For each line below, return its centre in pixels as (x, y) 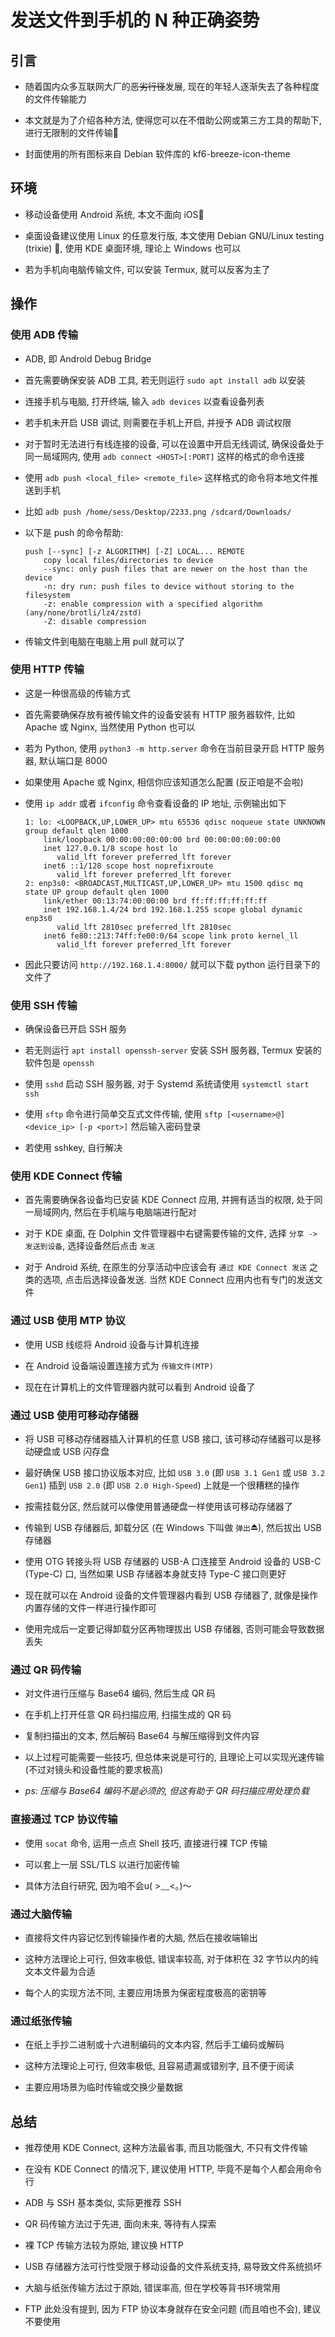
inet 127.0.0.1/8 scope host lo (110, 848)
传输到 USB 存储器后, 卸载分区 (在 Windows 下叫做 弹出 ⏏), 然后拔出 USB (173, 1527)
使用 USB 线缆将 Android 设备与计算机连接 (112, 1344)
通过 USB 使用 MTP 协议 (68, 1321)
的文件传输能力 (55, 99)
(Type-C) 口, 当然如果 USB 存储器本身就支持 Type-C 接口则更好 (155, 1573)
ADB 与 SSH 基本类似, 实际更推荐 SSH (103, 2202)
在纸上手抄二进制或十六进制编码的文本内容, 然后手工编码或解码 (154, 2045)
